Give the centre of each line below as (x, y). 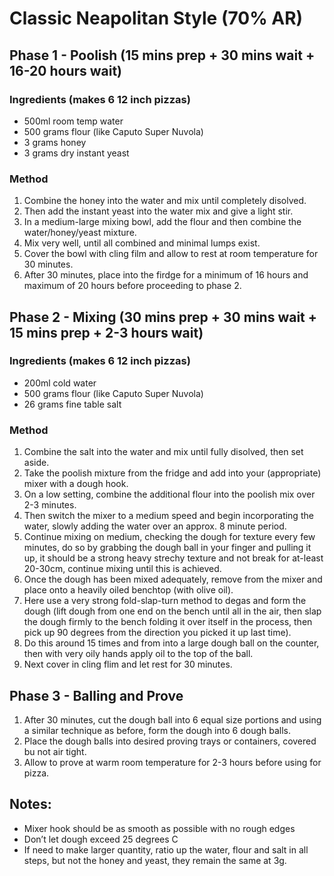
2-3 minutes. (50, 505)
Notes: (30, 804)
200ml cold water (60, 383)
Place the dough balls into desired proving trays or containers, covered (170, 741)
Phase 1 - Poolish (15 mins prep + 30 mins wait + (162, 55)
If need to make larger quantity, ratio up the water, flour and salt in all (166, 849)
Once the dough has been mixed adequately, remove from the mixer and (173, 579)
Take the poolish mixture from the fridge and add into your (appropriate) (172, 473)
